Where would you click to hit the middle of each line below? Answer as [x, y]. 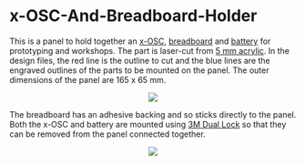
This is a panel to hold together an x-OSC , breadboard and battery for [140, 41]
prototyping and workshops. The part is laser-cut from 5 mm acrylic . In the [149, 50]
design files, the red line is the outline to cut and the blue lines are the [140, 60]
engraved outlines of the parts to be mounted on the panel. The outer [139, 70]
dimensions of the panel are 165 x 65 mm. [88, 79]
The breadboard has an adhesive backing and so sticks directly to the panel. [153, 114]
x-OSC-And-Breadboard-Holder [133, 16]
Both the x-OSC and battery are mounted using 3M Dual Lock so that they [148, 124]
